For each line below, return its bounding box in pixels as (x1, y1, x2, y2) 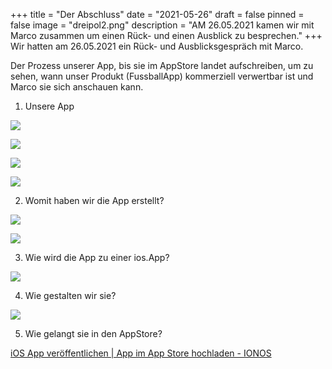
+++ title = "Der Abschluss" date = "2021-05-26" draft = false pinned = (10, 9, 305, 20)
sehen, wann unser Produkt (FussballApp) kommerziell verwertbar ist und (10, 70, 314, 82)
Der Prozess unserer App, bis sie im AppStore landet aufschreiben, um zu (10, 60, 314, 71)
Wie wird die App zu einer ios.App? (24, 252, 170, 263)
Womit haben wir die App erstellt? (24, 195, 165, 206)
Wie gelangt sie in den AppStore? (24, 328, 163, 339)
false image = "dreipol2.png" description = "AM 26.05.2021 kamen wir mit (10, 19, 315, 31)
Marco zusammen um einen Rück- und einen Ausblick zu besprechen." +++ (10, 30, 323, 41)
